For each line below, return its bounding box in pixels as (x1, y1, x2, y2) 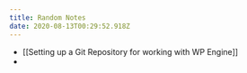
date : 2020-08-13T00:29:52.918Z (9, 22, 130, 31)
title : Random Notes (9, 13, 87, 23)
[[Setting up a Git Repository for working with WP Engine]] (22, 46, 239, 57)
